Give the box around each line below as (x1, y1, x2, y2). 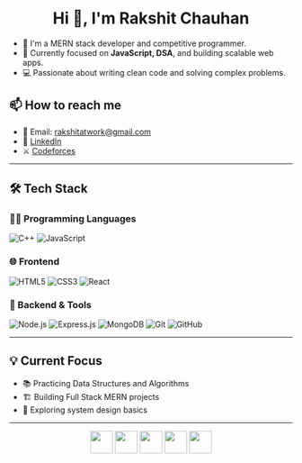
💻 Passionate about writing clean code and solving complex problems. (22, 67, 286, 77)
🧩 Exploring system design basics (22, 404, 148, 415)
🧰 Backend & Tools (9, 298, 92, 311)
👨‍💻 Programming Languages (9, 213, 137, 225)
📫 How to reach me (9, 98, 122, 113)
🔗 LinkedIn (22, 135, 62, 147)
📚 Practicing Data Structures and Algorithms (22, 377, 190, 388)
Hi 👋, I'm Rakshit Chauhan (52, 8, 250, 29)
